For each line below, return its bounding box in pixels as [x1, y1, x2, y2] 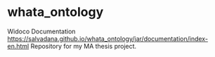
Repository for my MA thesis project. [30, 42, 137, 50]
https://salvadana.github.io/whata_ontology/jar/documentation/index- [7, 34, 209, 42]
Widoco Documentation [7, 27, 76, 35]
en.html [7, 42, 30, 50]
